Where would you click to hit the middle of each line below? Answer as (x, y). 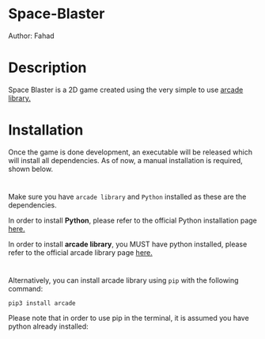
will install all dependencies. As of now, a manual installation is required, (125, 160)
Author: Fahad (31, 36)
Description (47, 68)
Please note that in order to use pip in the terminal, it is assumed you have (129, 318)
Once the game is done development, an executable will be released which (131, 152)
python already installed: (48, 326)
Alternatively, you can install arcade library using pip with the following (123, 280)
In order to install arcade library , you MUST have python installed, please (128, 244)
